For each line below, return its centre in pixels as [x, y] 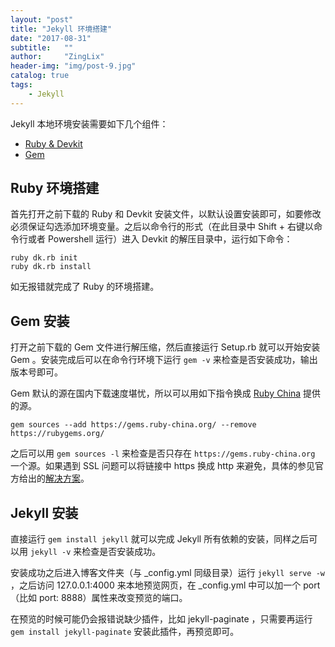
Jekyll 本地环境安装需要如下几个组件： [89, 123]
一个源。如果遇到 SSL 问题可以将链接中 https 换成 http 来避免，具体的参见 [162, 466]
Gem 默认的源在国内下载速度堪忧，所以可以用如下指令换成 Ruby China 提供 [166, 393]
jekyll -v [50, 552]
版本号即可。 [36, 372]
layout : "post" [42, 19]
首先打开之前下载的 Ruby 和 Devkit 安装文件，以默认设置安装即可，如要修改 [166, 214]
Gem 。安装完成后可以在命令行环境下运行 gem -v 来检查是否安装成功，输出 [164, 360]
